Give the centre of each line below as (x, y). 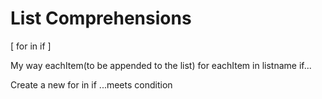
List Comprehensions (101, 18)
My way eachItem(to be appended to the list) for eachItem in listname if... (161, 65)
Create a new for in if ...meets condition (91, 84)
